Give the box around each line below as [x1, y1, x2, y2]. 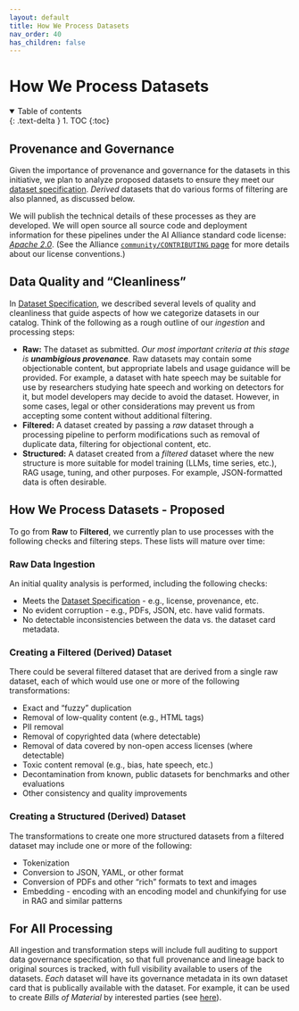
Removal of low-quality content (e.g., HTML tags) [21, 712, 204, 723]
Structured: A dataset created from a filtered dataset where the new [21, 448, 275, 459]
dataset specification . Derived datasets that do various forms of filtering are [9, 184, 288, 195]
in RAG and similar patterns [21, 895, 123, 906]
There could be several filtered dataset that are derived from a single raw [9, 667, 278, 677]
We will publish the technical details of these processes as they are [9, 211, 256, 221]
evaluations [21, 778, 65, 790]
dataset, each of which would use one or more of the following [9, 675, 240, 687]
